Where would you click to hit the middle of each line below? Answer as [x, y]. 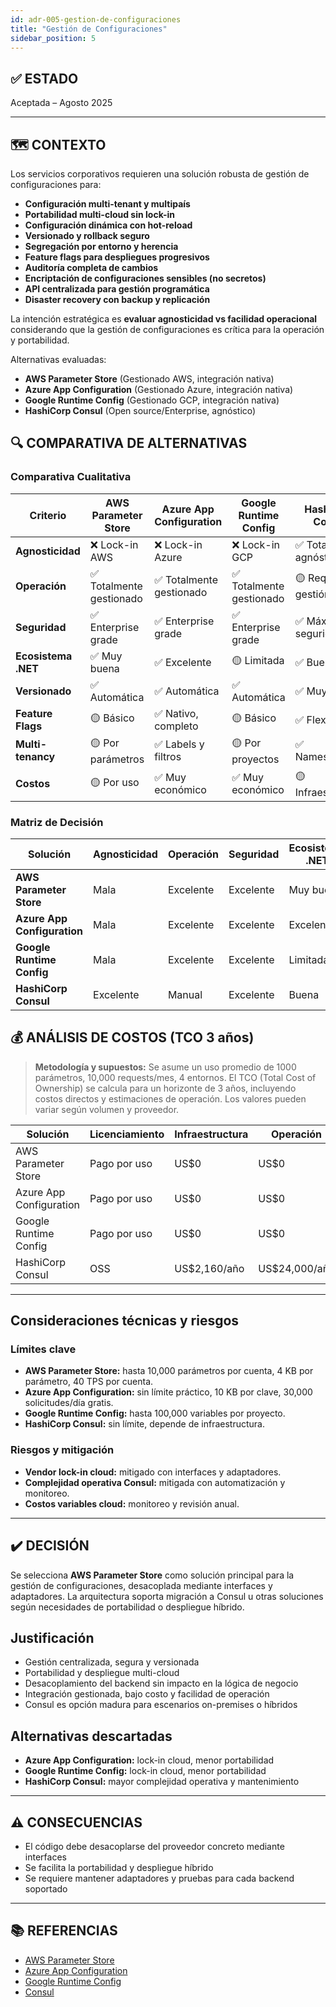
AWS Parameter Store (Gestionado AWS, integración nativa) [149, 379]
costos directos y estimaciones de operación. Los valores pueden [170, 1098]
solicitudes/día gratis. [69, 1403]
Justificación [52, 1637]
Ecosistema [44, 656]
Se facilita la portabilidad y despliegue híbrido [119, 1868]
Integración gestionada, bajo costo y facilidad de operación [147, 1694]
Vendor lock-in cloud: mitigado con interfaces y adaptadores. [153, 1472]
